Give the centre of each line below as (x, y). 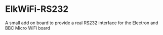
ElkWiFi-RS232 (37, 9)
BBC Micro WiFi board (28, 28)
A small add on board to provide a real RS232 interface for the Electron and (82, 23)
